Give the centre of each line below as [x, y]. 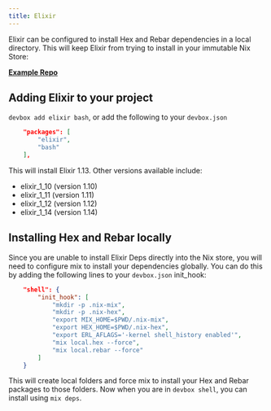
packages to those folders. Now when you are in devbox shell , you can [128, 389]
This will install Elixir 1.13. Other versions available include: [105, 170]
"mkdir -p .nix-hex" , [89, 313]
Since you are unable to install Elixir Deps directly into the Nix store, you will [135, 257]
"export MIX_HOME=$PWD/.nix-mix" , [110, 320]
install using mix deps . [45, 398]
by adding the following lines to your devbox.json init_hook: [107, 274]
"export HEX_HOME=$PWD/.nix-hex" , [110, 328]
